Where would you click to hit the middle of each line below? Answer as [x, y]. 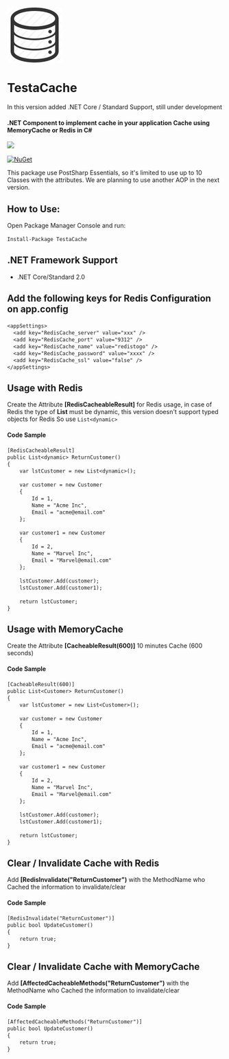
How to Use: [34, 209]
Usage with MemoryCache [65, 629]
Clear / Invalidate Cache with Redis [83, 863]
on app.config [38, 309]
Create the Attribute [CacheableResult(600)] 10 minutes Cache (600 [105, 646]
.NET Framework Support [62, 261]
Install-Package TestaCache [47, 239]
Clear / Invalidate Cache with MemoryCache [104, 967]
